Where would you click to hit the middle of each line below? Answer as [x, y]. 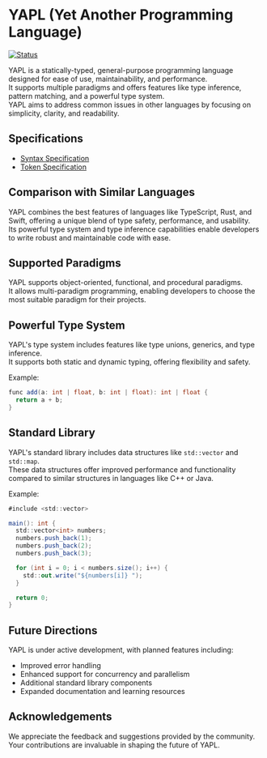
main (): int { [32, 523]
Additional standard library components [86, 683]
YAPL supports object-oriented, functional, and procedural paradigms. [126, 283]
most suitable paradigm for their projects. [78, 300]
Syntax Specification [55, 158]
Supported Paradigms [65, 263]
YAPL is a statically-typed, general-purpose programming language [121, 70]
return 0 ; [32, 598]
